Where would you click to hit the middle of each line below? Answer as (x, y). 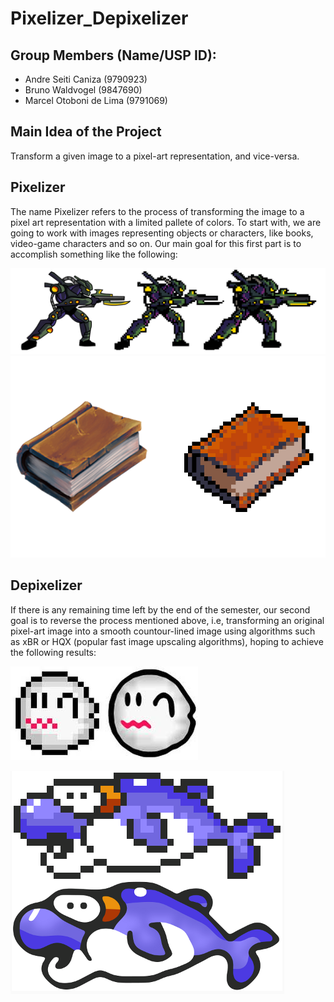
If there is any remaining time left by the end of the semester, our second (160, 609)
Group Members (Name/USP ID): (113, 55)
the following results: (53, 652)
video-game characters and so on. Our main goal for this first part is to (156, 243)
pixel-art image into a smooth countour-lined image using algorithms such (163, 631)
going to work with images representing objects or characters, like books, (162, 233)
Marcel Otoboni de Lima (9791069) (96, 100)
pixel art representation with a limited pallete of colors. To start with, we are (166, 222)
